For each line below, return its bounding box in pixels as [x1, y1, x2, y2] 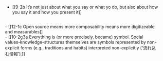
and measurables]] [5, 29, 43, 34]
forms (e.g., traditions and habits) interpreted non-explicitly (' [20, 45, 144, 50]
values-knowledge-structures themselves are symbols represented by [5, 39, 146, 45]
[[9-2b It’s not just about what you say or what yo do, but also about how [12, 4, 158, 10]
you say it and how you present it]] [12, 9, 82, 15]
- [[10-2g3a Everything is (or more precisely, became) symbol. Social [5, 34, 144, 40]
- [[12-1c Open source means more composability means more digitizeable [5, 24, 155, 30]
